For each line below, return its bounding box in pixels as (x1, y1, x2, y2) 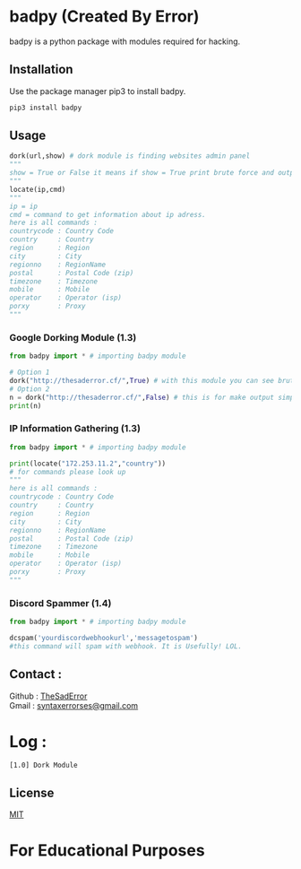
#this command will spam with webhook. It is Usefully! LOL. (9, 641, 243, 651)
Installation (9, 62, 73, 77)
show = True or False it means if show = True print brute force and (9, 169, 275, 178)
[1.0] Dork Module (9, 760, 78, 770)
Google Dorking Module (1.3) (9, 331, 137, 343)
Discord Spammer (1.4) (9, 596, 112, 609)
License (9, 785, 55, 800)
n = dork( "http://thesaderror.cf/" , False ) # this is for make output (9, 393, 275, 402)
